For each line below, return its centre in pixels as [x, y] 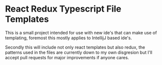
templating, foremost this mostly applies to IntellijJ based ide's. [69, 38]
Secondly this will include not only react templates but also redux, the [75, 47]
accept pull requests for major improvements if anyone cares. [67, 57]
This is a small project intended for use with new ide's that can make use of [81, 32]
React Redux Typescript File [63, 9]
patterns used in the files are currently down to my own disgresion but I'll [79, 52]
